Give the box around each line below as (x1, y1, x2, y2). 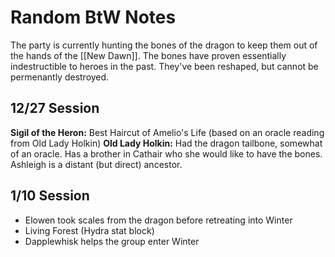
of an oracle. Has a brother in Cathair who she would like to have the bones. (10, 147, 323, 160)
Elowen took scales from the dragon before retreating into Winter (24, 214, 293, 226)
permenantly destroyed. (10, 71, 110, 83)
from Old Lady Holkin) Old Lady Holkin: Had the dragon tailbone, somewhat (10, 137, 323, 149)
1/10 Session (10, 187, 90, 205)
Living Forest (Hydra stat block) (24, 224, 155, 236)
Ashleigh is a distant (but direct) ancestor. (10, 158, 183, 170)
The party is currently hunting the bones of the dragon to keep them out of (10, 39, 318, 51)
